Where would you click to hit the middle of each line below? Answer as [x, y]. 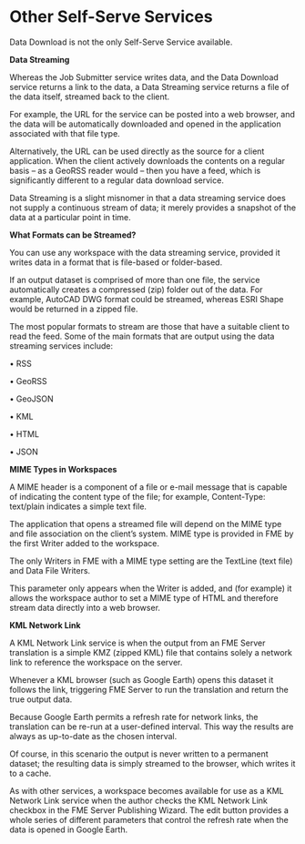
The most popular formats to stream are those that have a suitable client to [149, 326]
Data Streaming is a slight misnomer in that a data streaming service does [148, 198]
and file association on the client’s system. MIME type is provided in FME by [152, 534]
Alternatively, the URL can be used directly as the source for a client [137, 151]
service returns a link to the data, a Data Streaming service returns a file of [149, 86]
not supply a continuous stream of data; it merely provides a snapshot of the [153, 208]
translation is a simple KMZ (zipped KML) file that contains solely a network [151, 652]
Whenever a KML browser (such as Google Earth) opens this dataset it [142, 679]
